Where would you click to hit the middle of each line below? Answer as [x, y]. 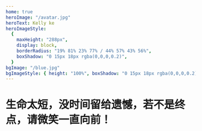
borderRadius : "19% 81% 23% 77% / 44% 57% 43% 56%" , [84, 51]
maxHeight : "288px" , [42, 40]
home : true [19, 12]
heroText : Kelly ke [30, 23]
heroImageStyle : [26, 29]
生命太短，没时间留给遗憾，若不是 [90, 105]
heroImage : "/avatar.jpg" [38, 17]
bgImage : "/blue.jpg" [33, 68]
